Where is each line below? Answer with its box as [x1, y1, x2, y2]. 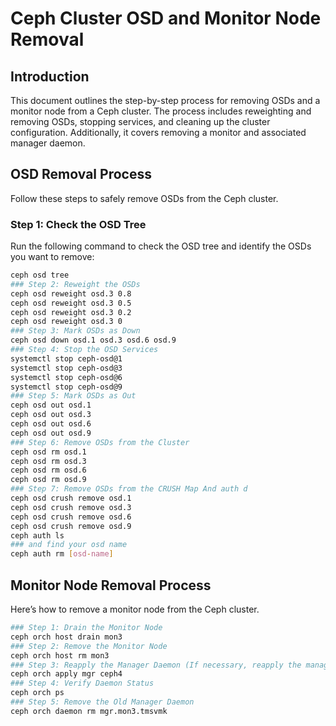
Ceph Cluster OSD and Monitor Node [10, 7, 322, 30]
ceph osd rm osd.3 [10, 456, 87, 466]
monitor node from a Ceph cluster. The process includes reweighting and [10, 105, 312, 117]
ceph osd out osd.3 [10, 410, 92, 420]
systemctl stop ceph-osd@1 [10, 353, 123, 364]
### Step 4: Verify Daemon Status [10, 678, 155, 689]
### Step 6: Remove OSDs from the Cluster [10, 437, 190, 447]
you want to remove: [10, 251, 95, 263]
